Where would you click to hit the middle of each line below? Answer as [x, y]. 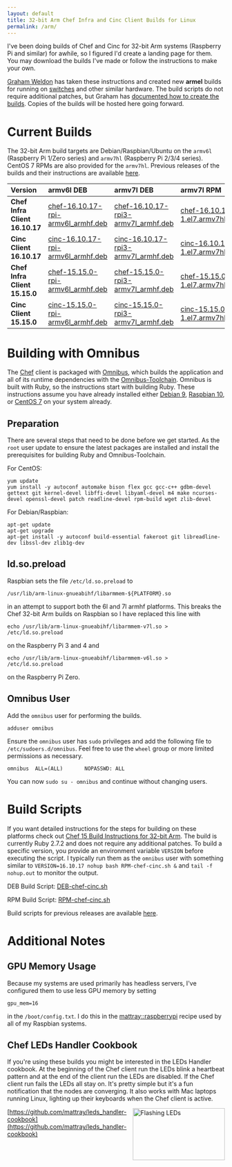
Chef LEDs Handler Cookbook [72, 1045]
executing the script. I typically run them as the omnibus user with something [115, 858]
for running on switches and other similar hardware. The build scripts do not [115, 89]
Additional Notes [56, 941]
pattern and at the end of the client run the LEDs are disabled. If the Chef [111, 1077]
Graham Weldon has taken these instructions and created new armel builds [115, 82]
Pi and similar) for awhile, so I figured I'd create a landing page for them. [110, 53]
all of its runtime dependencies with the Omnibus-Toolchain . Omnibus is [109, 380]
